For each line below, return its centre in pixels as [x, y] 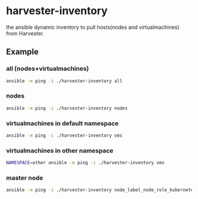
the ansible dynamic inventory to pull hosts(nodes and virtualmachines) [93, 27]
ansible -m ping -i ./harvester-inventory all [64, 81]
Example [22, 52]
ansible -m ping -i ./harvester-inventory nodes [67, 108]
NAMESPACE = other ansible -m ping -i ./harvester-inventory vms [85, 163]
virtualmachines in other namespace [60, 150]
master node [24, 178]
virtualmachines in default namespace [62, 123]
